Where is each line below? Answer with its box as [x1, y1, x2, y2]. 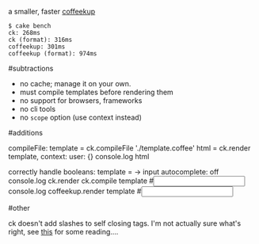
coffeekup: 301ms [8, 43, 66, 51]
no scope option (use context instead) [19, 112, 143, 122]
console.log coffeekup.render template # [8, 186, 142, 196]
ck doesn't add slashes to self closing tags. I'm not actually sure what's [8, 219, 242, 228]
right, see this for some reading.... [8, 227, 119, 236]
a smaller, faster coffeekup [8, 7, 96, 16]
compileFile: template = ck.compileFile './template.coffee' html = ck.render [8, 143, 251, 153]
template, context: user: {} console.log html [8, 152, 150, 161]
